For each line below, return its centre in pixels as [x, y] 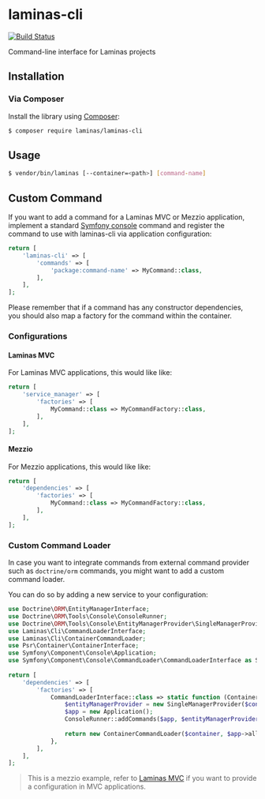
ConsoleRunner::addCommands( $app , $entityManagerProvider [162, 719]
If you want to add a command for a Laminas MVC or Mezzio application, [127, 217]
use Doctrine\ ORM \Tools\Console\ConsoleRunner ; [88, 616]
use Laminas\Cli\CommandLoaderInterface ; [77, 631]
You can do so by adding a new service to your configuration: [108, 595]
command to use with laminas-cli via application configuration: [110, 234]
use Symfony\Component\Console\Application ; [82, 653]
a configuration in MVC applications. [86, 786]
